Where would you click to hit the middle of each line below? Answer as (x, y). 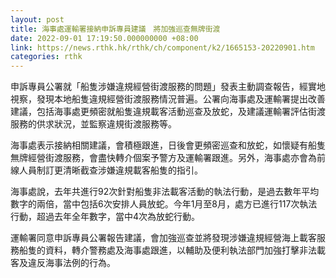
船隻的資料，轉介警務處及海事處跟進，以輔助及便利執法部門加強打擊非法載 (172, 250)
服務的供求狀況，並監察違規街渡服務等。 (93, 124)
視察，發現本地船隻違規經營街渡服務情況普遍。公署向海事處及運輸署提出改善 (168, 99)
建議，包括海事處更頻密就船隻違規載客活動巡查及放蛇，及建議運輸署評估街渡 (168, 112)
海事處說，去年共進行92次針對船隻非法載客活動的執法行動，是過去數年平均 (165, 192)
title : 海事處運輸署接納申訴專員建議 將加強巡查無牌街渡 (115, 29)
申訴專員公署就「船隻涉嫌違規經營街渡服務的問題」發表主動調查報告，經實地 (168, 87)
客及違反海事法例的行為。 (63, 263)
